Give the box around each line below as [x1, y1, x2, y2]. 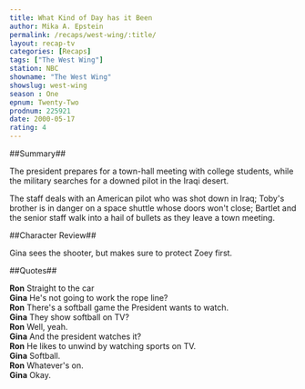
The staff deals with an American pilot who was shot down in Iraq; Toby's [9, 193, 285, 204]
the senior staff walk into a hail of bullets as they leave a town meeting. [9, 213, 276, 223]
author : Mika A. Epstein [9, 22, 104, 31]
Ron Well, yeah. [9, 322, 68, 332]
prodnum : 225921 [9, 106, 71, 115]
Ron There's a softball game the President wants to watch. [9, 302, 229, 313]
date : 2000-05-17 [9, 115, 76, 124]
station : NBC [9, 65, 59, 74]
